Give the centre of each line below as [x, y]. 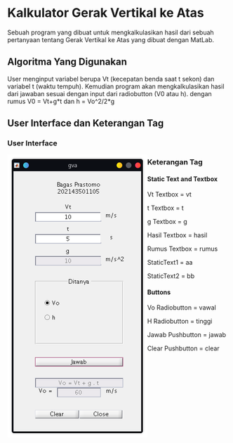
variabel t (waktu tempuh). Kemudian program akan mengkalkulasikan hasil [116, 86]
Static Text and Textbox [182, 179]
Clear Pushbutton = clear [183, 348]
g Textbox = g [167, 222]
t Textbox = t [165, 208]
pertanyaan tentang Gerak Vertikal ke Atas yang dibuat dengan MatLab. [111, 39]
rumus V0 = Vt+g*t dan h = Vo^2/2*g [61, 101]
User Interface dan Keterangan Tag [86, 123]
